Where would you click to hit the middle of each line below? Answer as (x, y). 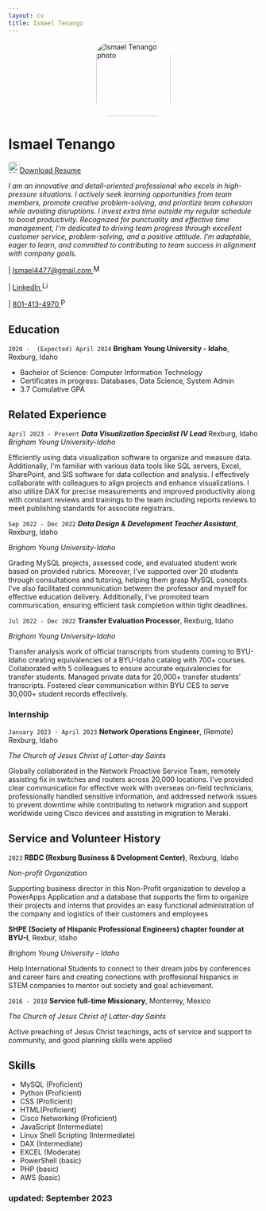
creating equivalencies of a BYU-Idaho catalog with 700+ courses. (137, 660)
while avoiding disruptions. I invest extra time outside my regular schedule (130, 211)
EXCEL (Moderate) (50, 1152)
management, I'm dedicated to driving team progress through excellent (125, 229)
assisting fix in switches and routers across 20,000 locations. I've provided (131, 779)
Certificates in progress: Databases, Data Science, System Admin (127, 381)
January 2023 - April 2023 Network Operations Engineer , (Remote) (121, 732)
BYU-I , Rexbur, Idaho (43, 938)
